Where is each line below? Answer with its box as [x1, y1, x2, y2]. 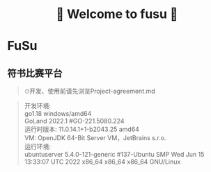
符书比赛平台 [7, 67, 63, 79]
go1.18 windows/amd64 [24, 110, 92, 118]
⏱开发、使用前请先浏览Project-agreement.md [24, 87, 155, 96]
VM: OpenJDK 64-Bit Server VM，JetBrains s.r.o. [24, 134, 166, 142]
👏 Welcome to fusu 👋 [56, 6, 178, 22]
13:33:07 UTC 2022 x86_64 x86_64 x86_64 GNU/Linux [24, 157, 181, 166]
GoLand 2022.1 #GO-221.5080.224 [24, 117, 125, 126]
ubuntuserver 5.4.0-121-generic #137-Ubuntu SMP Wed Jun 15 [24, 150, 205, 159]
